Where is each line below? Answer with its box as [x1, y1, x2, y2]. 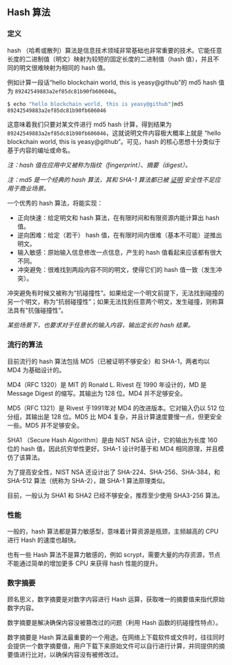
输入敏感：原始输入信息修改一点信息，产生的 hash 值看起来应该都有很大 [17, 248, 222, 257]
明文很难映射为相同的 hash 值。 [19, 63, 109, 71]
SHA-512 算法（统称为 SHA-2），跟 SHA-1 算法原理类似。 [7, 476, 169, 484]
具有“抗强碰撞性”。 [12, 307, 68, 315]
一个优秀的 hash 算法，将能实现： [7, 199, 104, 208]
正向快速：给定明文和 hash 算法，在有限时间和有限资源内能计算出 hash [17, 214, 220, 222]
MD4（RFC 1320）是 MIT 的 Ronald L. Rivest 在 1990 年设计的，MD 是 [7, 380, 207, 389]
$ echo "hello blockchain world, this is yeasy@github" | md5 [7, 100, 184, 107]
